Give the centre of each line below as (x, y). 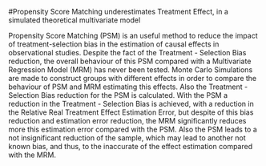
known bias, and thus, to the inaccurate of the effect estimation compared (131, 146)
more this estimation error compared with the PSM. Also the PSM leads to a (133, 129)
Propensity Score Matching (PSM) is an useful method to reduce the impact (133, 36)
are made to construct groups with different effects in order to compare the (133, 78)
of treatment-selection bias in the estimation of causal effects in (114, 44)
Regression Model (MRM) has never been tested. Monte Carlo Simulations (131, 70)
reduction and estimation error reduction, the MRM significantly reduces (127, 121)
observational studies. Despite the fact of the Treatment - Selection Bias (127, 53)
